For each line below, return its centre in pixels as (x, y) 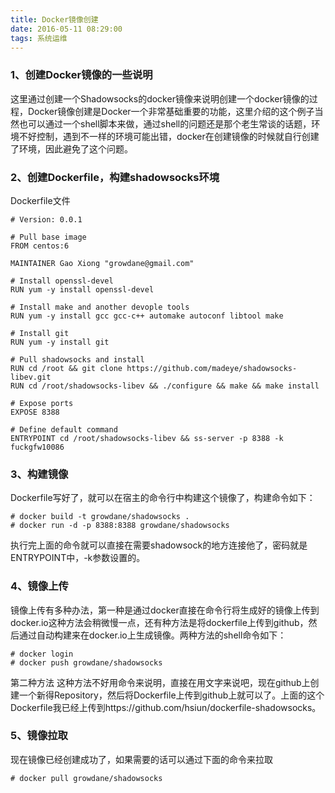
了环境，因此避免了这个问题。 (71, 148)
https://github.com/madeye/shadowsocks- (212, 368)
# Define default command (64, 429)
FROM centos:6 (40, 246)
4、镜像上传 (39, 586)
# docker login (42, 654)
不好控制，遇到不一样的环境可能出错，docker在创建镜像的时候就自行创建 (169, 136)
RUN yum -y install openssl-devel (82, 289)
